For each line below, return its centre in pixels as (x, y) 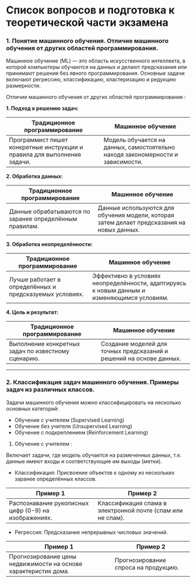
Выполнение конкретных (45, 344)
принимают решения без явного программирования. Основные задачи (95, 73)
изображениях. (31, 518)
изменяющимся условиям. (131, 298)
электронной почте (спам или (140, 510)
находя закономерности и (141, 154)
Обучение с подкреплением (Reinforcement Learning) (81, 432)
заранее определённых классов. (55, 479)
